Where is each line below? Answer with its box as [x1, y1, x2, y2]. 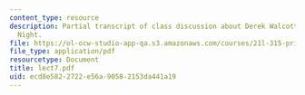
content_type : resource [9, 13, 100, 23]
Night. [17, 30, 43, 39]
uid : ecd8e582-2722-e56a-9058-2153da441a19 [9, 72, 177, 81]
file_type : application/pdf [9, 47, 116, 56]
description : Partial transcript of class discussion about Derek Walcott [9, 22, 299, 31]
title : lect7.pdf [9, 64, 75, 73]
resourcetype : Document [9, 55, 100, 64]
